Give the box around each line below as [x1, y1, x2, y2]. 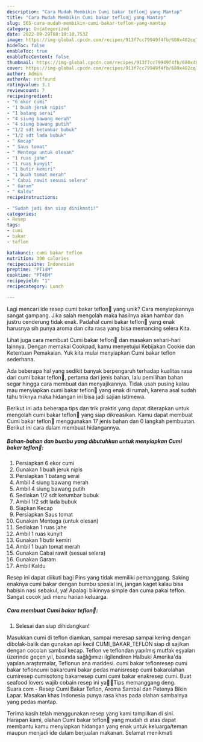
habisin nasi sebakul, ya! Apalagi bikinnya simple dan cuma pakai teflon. [7, 587, 186, 594]
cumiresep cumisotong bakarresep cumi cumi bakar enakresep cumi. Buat [7, 672, 192, 680]
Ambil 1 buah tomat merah [15, 543, 81, 550]
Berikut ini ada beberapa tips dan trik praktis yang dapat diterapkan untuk [7, 404, 190, 411]
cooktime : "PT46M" [7, 273, 53, 279]
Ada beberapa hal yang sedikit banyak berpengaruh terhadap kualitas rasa [7, 367, 192, 375]
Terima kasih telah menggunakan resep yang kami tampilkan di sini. [7, 709, 175, 717]
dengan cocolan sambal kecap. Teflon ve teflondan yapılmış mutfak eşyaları [7, 647, 195, 654]
